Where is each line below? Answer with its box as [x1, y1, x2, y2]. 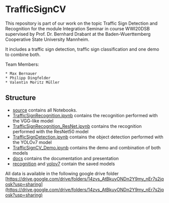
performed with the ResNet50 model [12, 128, 89, 134]
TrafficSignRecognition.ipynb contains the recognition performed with [12, 112, 158, 118]
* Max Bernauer [5, 71, 37, 76]
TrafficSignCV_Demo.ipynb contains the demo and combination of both [12, 144, 161, 150]
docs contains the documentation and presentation [12, 155, 119, 161]
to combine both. [5, 52, 41, 58]
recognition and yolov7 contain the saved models [12, 161, 115, 167]
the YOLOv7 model [12, 139, 52, 145]
